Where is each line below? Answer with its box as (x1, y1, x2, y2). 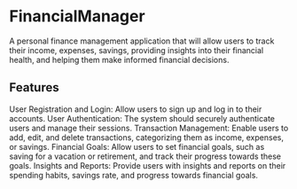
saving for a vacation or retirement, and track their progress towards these (9, 151, 282, 161)
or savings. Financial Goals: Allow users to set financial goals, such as (9, 141, 265, 152)
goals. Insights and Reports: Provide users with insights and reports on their (9, 160, 286, 170)
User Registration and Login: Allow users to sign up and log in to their (9, 104, 262, 114)
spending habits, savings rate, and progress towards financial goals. (9, 169, 259, 180)
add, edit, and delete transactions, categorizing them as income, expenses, (9, 131, 284, 143)
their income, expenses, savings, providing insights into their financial (9, 44, 264, 55)
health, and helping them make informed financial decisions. (9, 54, 230, 65)
